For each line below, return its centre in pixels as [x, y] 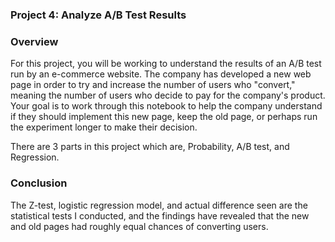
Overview [34, 41]
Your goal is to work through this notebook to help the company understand [166, 106]
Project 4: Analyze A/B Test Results [98, 15]
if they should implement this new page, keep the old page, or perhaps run [164, 117]
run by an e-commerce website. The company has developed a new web [161, 74]
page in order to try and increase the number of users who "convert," [153, 85]
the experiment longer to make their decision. [104, 127]
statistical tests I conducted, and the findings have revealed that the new [160, 215]
